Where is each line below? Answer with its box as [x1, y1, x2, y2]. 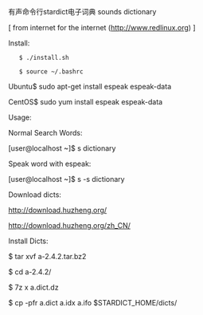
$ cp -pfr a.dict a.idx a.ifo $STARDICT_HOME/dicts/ [8, 298, 178, 307]
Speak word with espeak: [8, 159, 92, 168]
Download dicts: [8, 190, 62, 199]
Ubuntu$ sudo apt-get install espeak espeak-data [8, 82, 172, 91]
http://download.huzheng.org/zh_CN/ [8, 221, 131, 230]
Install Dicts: [8, 236, 49, 246]
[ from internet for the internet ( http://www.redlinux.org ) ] [8, 23, 197, 32]
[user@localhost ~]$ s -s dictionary [8, 175, 125, 183]
